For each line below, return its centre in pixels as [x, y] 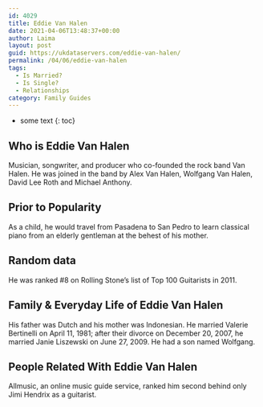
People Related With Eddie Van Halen [103, 366]
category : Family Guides [50, 98]
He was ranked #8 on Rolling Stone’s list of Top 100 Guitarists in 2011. [123, 280]
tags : [17, 68]
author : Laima [32, 38]
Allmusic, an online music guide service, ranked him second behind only [127, 386]
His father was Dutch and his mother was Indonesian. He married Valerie [128, 324]
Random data [42, 260]
